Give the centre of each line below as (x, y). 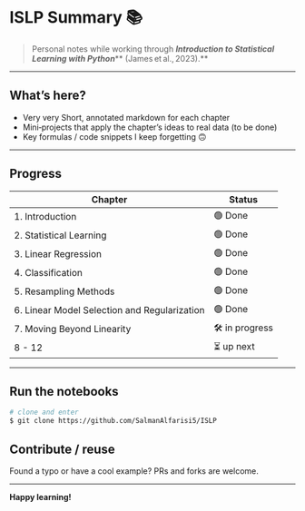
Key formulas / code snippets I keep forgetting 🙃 (114, 136)
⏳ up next (234, 346)
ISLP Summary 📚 (76, 18)
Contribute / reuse (62, 449)
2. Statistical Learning (60, 235)
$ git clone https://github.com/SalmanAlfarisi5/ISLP (113, 421)
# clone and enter (44, 413)
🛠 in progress (243, 328)
